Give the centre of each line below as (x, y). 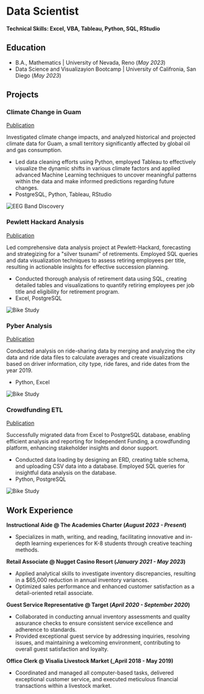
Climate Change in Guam (44, 112)
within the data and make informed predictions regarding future (95, 181)
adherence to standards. (46, 629)
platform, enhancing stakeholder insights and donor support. (83, 448)
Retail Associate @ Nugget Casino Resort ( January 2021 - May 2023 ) (96, 561)
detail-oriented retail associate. (54, 593)
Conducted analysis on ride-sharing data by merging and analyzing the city (101, 351)
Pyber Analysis (30, 326)
